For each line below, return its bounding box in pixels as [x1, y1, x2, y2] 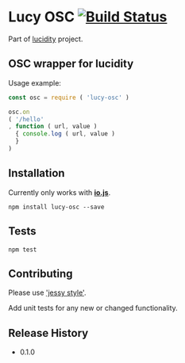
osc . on [8, 108, 30, 116]
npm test [8, 246, 37, 254]
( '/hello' [8, 115, 44, 123]
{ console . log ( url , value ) [15, 130, 115, 138]
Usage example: [8, 78, 62, 87]
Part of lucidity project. [8, 34, 83, 44]
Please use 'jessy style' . [8, 288, 87, 297]
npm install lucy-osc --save [8, 203, 105, 211]
